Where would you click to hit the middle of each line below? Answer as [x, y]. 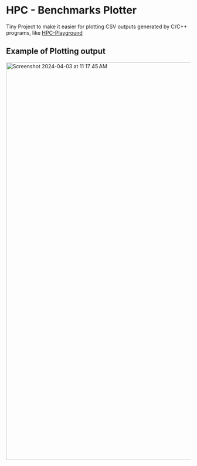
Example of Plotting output [56, 51]
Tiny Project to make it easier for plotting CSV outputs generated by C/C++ [97, 26]
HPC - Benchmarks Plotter [71, 10]
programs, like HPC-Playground [45, 32]
